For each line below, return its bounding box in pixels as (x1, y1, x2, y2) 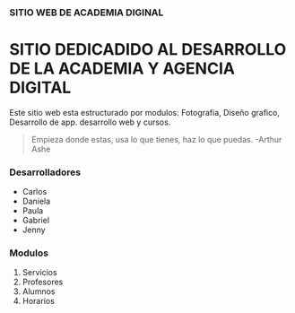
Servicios (22, 267, 57, 278)
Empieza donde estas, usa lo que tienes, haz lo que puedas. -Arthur (30, 134, 282, 144)
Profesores (22, 276, 64, 288)
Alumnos (22, 286, 56, 297)
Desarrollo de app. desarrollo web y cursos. (9, 117, 171, 127)
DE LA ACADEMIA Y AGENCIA (9, 58, 236, 79)
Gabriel (22, 215, 50, 226)
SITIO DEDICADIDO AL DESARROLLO (9, 39, 287, 60)
